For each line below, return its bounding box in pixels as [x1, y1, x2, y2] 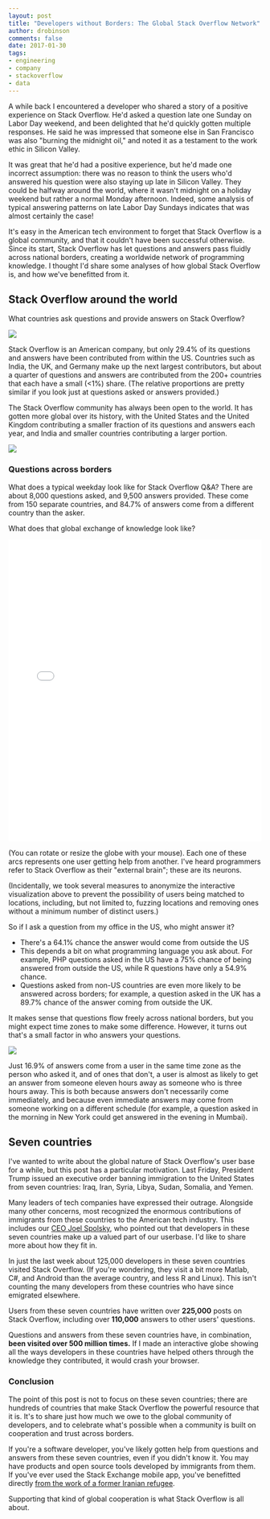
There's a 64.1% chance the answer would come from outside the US [19, 937, 249, 947]
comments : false [8, 34, 63, 43]
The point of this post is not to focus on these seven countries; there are [8, 1394, 247, 1404]
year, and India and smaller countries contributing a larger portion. [8, 428, 227, 439]
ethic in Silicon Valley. [8, 144, 80, 154]
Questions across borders [8, 464, 112, 475]
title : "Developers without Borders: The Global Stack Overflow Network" [8, 19, 261, 27]
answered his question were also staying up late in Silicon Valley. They [8, 176, 242, 186]
